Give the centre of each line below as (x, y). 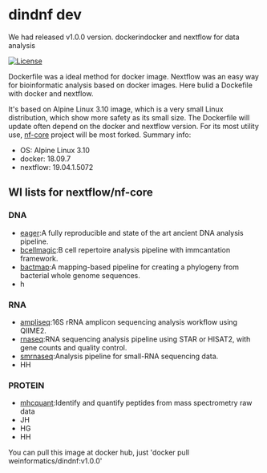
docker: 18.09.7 (45, 159)
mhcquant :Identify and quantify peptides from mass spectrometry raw (136, 403)
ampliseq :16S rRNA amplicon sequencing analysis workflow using (129, 321)
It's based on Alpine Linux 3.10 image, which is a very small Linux (116, 109)
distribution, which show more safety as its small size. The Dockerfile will (129, 117)
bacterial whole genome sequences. (80, 275)
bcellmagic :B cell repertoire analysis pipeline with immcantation (125, 249)
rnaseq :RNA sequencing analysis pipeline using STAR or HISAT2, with (135, 339)
